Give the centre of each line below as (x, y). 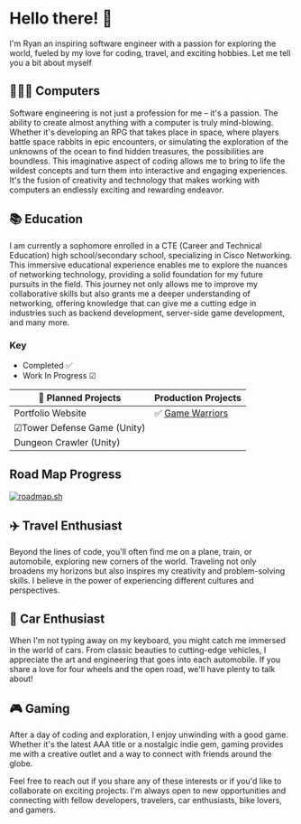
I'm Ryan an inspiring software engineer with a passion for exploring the (143, 43)
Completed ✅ (47, 365)
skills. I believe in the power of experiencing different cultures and (132, 581)
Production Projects (198, 398)
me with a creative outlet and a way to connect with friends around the (141, 754)
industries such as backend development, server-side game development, (147, 313)
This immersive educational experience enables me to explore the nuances (149, 265)
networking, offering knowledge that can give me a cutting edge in (133, 303)
